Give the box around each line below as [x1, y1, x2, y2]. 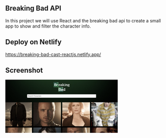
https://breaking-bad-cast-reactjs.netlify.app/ [5, 51, 101, 58]
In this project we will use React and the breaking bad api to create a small [5, 17, 161, 23]
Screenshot [5, 66, 43, 75]
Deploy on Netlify [5, 38, 62, 46]
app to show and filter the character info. [5, 23, 91, 29]
